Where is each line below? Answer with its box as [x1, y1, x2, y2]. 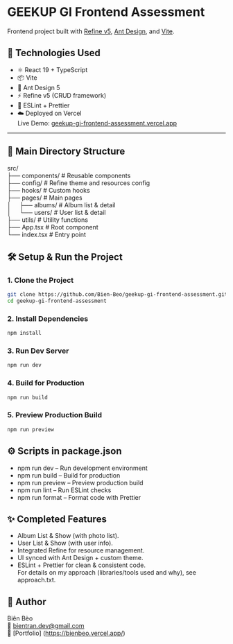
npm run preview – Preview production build [17, 478, 144, 487]
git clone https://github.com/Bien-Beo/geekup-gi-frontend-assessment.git [7, 291, 228, 298]
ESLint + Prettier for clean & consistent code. [17, 561, 146, 569]
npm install [7, 330, 42, 337]
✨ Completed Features [7, 513, 107, 525]
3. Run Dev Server [7, 346, 69, 356]
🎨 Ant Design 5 [17, 83, 60, 92]
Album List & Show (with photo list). [17, 532, 119, 540]
